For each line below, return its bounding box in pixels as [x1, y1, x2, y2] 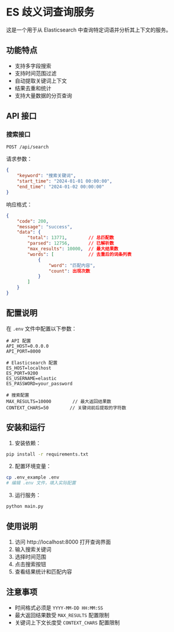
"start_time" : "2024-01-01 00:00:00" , [17, 178, 112, 184]
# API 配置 [6, 338, 31, 344]
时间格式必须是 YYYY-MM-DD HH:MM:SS [14, 604, 104, 611]
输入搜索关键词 [14, 545, 51, 553]
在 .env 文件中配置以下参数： [6, 325, 77, 332]
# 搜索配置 [6, 392, 30, 398]
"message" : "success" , [17, 224, 73, 229]
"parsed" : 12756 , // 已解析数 [27, 240, 114, 247]
